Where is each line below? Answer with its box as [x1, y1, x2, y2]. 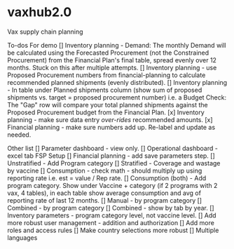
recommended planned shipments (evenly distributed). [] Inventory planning [7, 78, 228, 86]
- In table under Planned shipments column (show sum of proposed [7, 86, 202, 94]
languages [7, 233, 38, 242]
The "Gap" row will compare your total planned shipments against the [7, 100, 208, 109]
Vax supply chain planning [7, 27, 83, 36]
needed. [7, 130, 32, 139]
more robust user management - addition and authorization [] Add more [7, 218, 215, 227]
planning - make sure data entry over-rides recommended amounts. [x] [7, 115, 213, 123]
